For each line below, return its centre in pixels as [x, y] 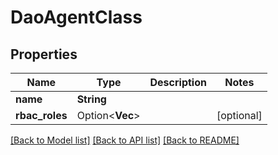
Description [178, 82]
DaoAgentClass [76, 17]
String [91, 99]
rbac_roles [41, 115]
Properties [44, 54]
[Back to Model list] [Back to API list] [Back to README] [125, 140]
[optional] [239, 115]
